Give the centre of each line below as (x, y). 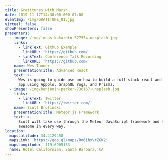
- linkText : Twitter (40, 98)
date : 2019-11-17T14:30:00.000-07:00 (44, 15)
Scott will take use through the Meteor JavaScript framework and (89, 122)
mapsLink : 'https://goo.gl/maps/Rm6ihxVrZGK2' (59, 140)
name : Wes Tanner (32, 66)
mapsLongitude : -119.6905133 (40, 145)
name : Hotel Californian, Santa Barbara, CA (57, 150)
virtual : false (21, 24)
